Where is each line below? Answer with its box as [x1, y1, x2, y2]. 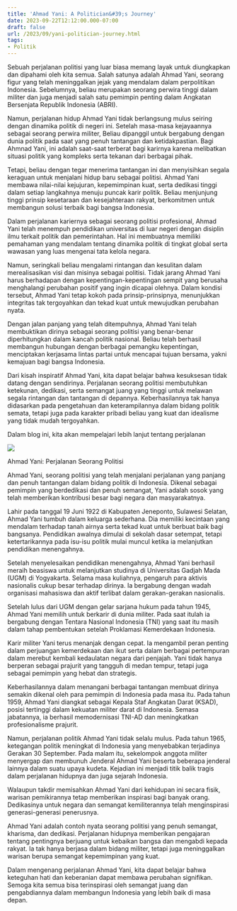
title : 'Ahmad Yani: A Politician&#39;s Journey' [7, 10, 157, 18]
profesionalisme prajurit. [7, 720, 79, 729]
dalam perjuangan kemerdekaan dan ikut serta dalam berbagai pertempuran [7, 647, 230, 654]
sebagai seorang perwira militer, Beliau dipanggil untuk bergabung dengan [7, 129, 225, 138]
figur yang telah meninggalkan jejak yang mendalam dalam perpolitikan [7, 78, 215, 86]
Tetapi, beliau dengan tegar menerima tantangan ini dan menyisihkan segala [7, 166, 230, 174]
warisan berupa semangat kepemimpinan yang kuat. [7, 852, 161, 860]
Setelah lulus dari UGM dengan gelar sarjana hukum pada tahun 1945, [7, 603, 211, 610]
